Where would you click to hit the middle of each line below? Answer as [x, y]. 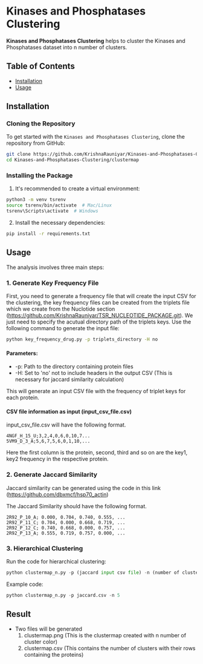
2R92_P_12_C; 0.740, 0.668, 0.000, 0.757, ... [66, 528]
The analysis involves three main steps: [55, 267]
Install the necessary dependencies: [60, 223]
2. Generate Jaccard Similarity [52, 475]
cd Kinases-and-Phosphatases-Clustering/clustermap [72, 160]
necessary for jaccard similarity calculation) [69, 379]
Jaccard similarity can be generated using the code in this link [84, 488]
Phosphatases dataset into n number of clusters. [67, 47]
